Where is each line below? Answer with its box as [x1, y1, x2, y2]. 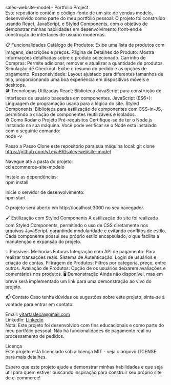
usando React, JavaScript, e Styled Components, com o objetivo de [5, 21, 148, 27]
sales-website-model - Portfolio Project [5, 5, 89, 10]
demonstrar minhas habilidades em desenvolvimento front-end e [5, 26, 142, 32]
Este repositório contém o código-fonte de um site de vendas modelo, [5, 10, 153, 16]
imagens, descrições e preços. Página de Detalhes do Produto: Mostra [5, 49, 155, 55]
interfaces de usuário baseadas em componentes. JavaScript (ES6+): [5, 95, 152, 101]
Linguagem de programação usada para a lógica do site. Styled [5, 100, 139, 107]
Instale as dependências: [5, 174, 58, 180]
